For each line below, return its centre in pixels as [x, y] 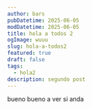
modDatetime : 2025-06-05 [43, 27]
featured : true [29, 53]
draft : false [26, 60]
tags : [15, 66]
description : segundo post [46, 79]
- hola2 [25, 72]
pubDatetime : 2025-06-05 [43, 20]
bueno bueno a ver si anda [46, 99]
